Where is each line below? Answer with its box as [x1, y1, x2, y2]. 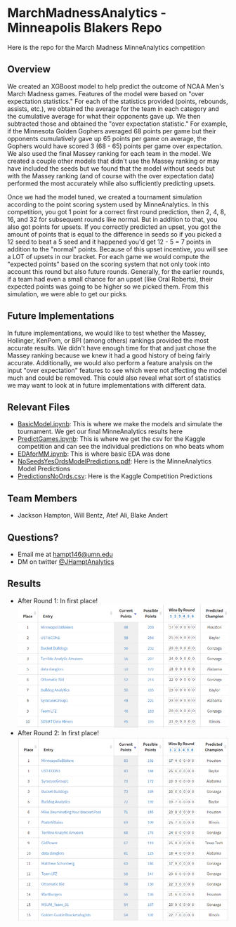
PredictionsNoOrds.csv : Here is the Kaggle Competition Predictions [17, 472, 213, 480]
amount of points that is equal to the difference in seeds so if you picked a [7, 230, 223, 238]
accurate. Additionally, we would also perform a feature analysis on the [7, 358, 213, 367]
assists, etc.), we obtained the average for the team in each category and [7, 104, 219, 113]
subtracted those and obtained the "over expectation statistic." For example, [7, 119, 228, 128]
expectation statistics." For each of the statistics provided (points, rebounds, [7, 97, 228, 105]
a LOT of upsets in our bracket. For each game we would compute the [7, 252, 210, 261]
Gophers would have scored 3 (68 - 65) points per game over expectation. [7, 142, 223, 150]
